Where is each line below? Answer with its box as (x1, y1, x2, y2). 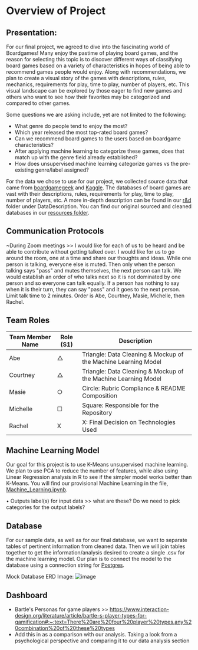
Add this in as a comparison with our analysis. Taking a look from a (14, 631, 177, 638)
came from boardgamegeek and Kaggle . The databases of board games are (6, 184, 191, 191)
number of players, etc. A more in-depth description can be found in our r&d (6, 196, 192, 203)
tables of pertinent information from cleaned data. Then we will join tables (6, 543, 186, 550)
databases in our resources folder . (6, 209, 90, 216)
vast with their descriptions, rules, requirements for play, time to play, (6, 191, 174, 197)
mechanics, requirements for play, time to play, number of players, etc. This (6, 81, 190, 88)
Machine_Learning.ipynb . (6, 486, 68, 493)
